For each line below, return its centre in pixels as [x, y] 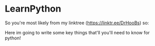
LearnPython [33, 9]
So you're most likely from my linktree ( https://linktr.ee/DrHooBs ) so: [77, 23]
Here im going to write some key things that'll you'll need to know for [77, 32]
